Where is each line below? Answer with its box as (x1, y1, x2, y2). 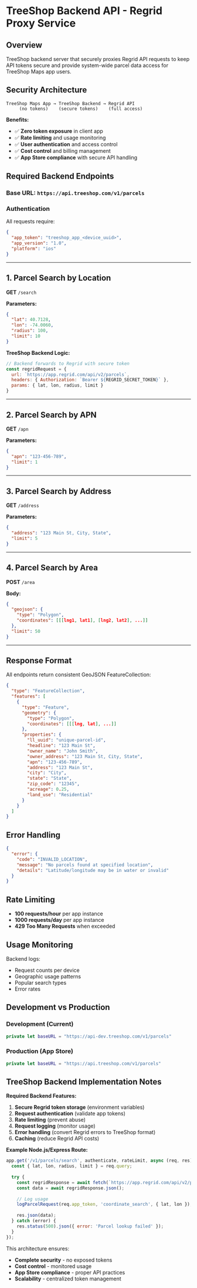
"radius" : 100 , (11, 328, 49, 334)
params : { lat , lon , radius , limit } (11, 383, 104, 388)
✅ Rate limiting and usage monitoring (14, 134, 106, 141)
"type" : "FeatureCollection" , (11, 688, 85, 694)
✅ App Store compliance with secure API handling (14, 154, 138, 161)
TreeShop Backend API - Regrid (6, 4, 163, 18)
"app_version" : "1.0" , (11, 240, 67, 246)
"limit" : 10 (11, 333, 41, 339)
